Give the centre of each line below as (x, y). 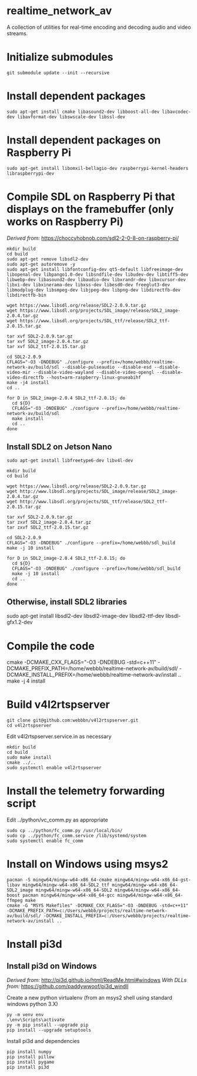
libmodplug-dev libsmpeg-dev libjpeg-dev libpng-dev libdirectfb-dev (94, 290)
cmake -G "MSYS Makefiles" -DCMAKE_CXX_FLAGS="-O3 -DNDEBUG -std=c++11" (98, 906)
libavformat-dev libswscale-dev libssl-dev (71, 117)
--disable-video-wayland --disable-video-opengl (94, 372)
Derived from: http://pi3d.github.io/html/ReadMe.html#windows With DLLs (97, 980)
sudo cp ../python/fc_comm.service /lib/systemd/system (76, 836)
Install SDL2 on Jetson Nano (59, 447)
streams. (17, 33)
